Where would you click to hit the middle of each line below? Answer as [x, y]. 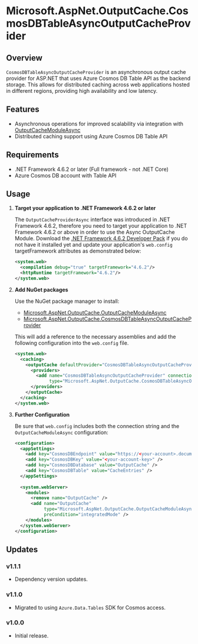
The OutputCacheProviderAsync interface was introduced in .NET [93, 219]
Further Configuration [42, 415]
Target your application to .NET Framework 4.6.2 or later [85, 208]
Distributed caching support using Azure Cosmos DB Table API [91, 136]
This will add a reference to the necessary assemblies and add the [95, 336]
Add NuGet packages [42, 289]
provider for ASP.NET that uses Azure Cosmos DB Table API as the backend [98, 78]
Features [23, 110]
